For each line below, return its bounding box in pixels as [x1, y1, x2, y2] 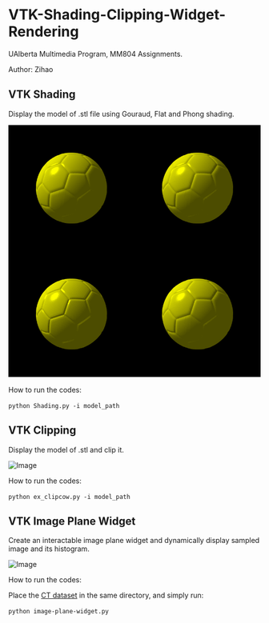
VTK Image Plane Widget [8, 514, 136, 528]
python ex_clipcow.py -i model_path [8, 493, 130, 501]
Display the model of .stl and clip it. [8, 445, 124, 454]
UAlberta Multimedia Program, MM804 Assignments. [8, 49, 183, 58]
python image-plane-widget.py [8, 608, 110, 616]
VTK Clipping [8, 424, 77, 437]
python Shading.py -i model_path [8, 401, 120, 409]
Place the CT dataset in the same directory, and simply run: [8, 590, 204, 601]
